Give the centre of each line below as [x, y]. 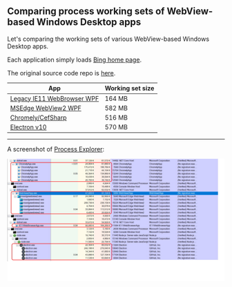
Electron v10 [28, 127]
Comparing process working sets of [86, 11]
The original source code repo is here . [61, 73]
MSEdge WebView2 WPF [46, 108]
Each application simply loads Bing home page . [75, 59]
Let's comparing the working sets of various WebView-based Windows [108, 39]
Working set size [129, 89]
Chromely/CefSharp [38, 118]
